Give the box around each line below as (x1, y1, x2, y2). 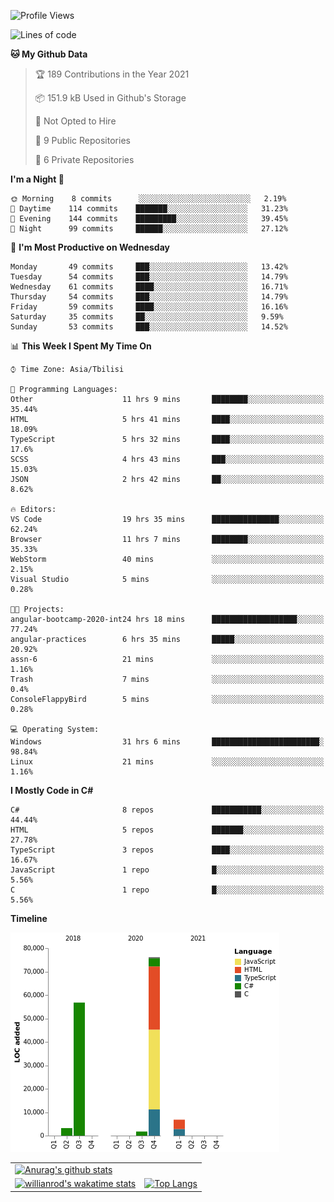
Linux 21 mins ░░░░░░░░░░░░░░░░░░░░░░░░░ (10, 757, 325, 767)
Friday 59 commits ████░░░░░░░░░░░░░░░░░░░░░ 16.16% (10, 302, 288, 312)
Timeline (10, 913, 48, 924)
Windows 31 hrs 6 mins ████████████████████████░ (10, 737, 325, 747)
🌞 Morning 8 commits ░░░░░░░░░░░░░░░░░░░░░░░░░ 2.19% (10, 194, 287, 204)
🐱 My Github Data (10, 48, 88, 60)
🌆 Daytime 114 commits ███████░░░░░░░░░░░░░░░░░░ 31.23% (10, 204, 288, 214)
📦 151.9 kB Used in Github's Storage (34, 92, 187, 104)
